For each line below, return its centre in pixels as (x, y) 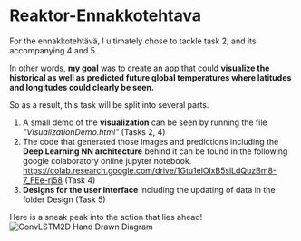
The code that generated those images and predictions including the (150, 141)
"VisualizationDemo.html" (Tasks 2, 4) (94, 131)
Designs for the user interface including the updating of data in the (149, 189)
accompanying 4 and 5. (53, 50)
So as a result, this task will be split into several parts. (109, 104)
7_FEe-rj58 (43, 180)
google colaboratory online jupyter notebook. (107, 160)
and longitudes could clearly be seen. (82, 87)
